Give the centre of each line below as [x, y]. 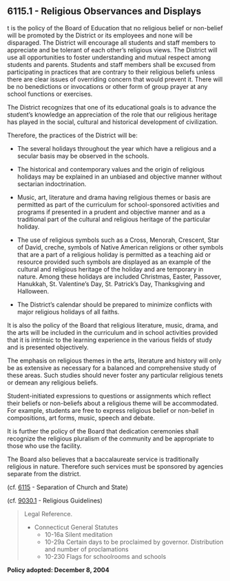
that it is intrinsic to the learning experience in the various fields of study [109, 340]
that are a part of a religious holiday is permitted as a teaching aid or [114, 254]
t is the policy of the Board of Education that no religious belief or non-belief [115, 28]
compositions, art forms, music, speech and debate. [81, 418]
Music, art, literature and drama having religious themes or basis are [114, 197]
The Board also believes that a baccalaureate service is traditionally [103, 459]
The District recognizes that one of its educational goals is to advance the [112, 107]
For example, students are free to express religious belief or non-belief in [111, 410]
